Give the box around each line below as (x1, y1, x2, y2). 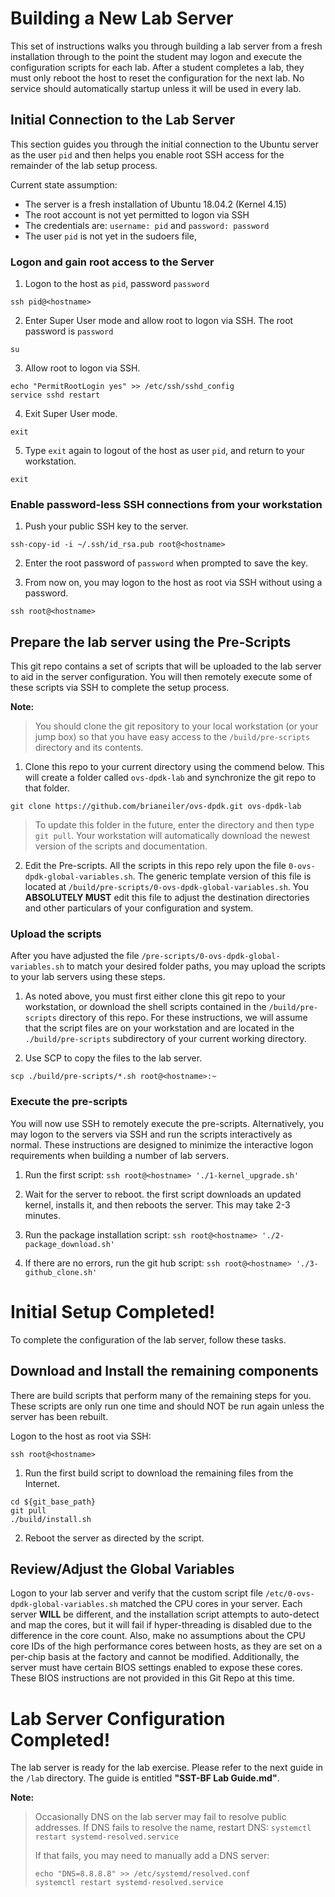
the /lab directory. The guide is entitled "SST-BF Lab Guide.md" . (10, 1772, 280, 1784)
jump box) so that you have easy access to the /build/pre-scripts (34, 731, 311, 743)
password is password (24, 325, 114, 337)
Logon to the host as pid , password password (24, 278, 210, 290)
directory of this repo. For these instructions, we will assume (58, 1012, 308, 1024)
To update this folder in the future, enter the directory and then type (34, 819, 315, 831)
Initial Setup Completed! (10, 1300, 216, 1323)
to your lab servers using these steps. (10, 971, 166, 983)
